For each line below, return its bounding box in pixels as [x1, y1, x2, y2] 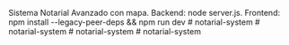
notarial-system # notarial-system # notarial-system [8, 26, 202, 36]
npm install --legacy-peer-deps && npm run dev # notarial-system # [8, 17, 261, 27]
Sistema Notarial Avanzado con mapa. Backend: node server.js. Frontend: [8, 8, 280, 18]
